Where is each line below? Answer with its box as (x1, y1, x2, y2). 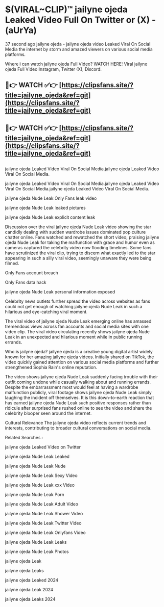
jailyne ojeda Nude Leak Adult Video (5, 501, 78, 507)
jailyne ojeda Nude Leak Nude (5, 463, 66, 469)
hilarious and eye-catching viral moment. (5, 309, 88, 315)
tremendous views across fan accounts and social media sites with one (5, 323, 149, 330)
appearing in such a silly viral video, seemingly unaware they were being (5, 255, 152, 261)
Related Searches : (5, 435, 43, 441)
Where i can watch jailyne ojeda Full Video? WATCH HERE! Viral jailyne (5, 61, 148, 67)
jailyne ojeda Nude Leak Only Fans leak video (5, 195, 97, 201)
